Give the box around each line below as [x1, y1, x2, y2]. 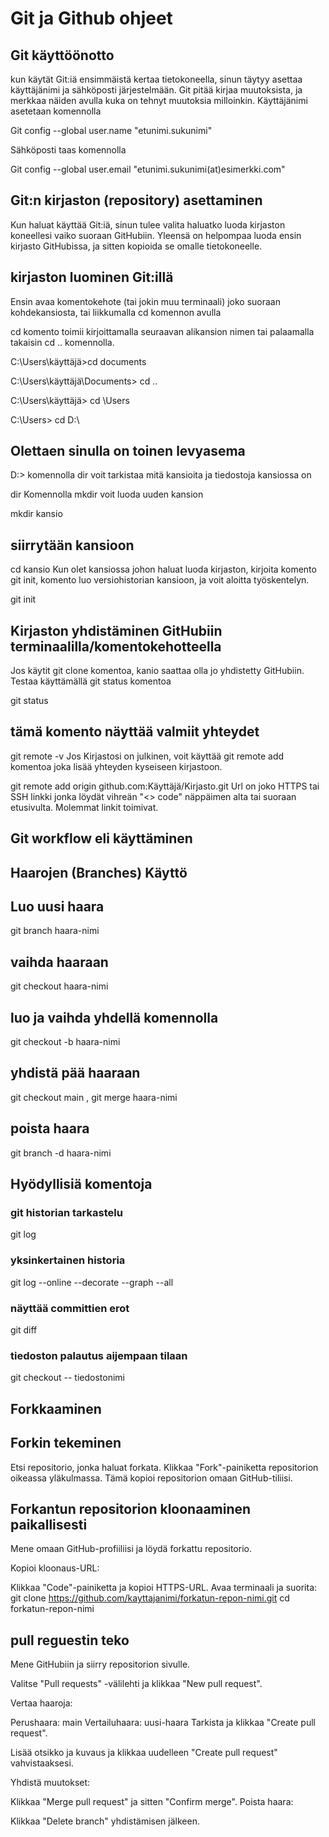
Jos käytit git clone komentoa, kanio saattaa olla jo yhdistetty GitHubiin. [10, 665, 305, 677]
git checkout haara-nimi [10, 980, 109, 992]
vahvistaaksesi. [10, 1757, 74, 1769]
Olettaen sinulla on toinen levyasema [10, 443, 246, 460]
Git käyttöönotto [10, 47, 115, 64]
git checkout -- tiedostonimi [10, 1372, 125, 1384]
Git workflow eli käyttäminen [10, 830, 193, 847]
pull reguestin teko [10, 1632, 130, 1649]
